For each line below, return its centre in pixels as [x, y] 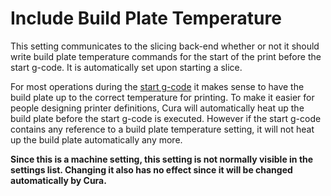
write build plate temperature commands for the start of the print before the [166, 56]
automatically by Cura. [58, 180]
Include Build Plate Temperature [146, 18]
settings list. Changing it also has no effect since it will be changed [151, 169]
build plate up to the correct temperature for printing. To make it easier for [162, 97]
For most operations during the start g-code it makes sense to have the [157, 86]
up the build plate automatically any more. [96, 139]
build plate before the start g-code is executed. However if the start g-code [166, 118]
